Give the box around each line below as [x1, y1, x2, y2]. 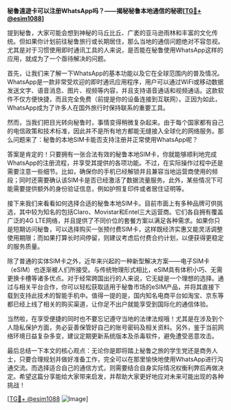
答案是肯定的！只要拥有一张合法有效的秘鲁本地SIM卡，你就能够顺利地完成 [7, 150, 217, 158]
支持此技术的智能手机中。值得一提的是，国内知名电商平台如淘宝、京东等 [19, 291, 224, 299]
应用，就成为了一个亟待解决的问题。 [7, 54, 110, 63]
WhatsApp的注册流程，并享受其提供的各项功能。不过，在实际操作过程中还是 [7, 158, 223, 167]
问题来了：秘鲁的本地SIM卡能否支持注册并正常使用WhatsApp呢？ [12, 136, 198, 143]
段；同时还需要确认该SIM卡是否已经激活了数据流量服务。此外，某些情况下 [7, 176, 217, 184]
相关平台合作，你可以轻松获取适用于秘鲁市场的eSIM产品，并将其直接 [19, 283, 214, 291]
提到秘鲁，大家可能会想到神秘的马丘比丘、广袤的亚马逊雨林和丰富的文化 [7, 29, 212, 37]
